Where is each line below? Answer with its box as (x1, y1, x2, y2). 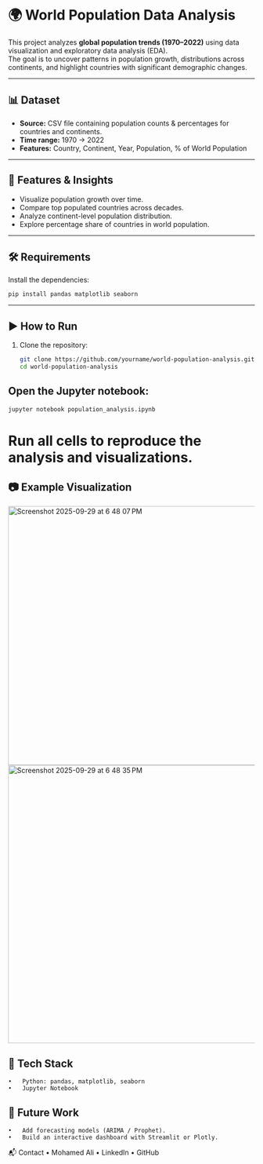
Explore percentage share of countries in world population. (19, 219, 210, 228)
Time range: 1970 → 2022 (19, 135, 104, 144)
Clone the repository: (19, 341, 88, 350)
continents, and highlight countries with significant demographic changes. (8, 62, 248, 71)
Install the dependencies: (8, 275, 90, 285)
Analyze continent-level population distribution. (19, 211, 172, 221)
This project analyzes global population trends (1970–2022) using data (8, 37, 240, 47)
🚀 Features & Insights (8, 173, 113, 187)
